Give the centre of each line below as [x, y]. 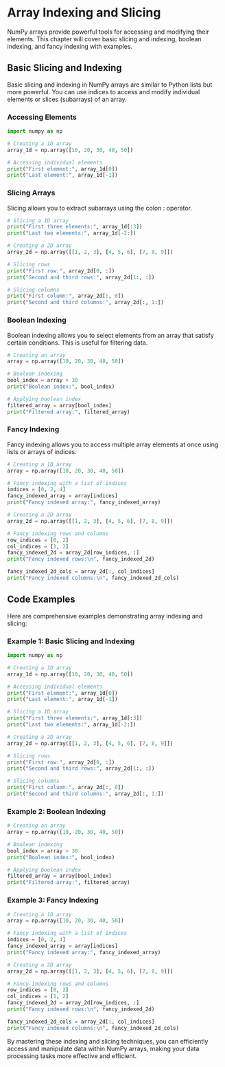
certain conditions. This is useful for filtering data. [78, 343]
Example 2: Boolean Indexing [57, 811]
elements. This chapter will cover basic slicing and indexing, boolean [104, 39]
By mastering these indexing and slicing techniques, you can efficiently [108, 1041]
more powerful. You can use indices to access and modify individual [104, 91]
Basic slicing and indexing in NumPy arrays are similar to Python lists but [110, 85]
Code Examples [41, 600]
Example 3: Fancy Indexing [53, 901]
